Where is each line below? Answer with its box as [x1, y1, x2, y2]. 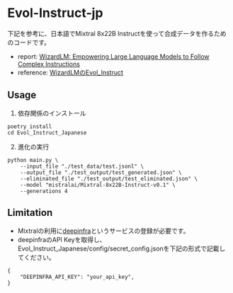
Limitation [7, 207, 53, 219]
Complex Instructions [17, 59, 80, 68]
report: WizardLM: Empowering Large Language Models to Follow [17, 52, 210, 61]
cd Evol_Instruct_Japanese [7, 129, 87, 136]
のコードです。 [7, 38, 51, 47]
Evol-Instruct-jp [7, 5, 103, 21]
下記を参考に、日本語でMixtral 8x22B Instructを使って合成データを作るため [7, 29, 227, 38]
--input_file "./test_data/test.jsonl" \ [20, 163, 144, 170]
